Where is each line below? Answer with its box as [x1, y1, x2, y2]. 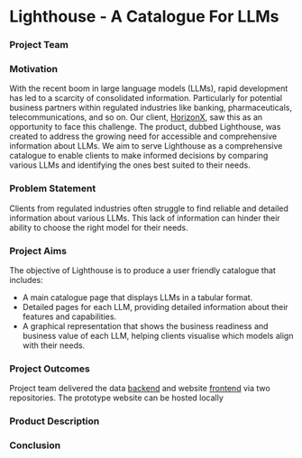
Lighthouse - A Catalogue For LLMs [9, 6, 279, 27]
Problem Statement [9, 182, 96, 195]
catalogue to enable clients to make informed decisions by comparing [9, 151, 269, 161]
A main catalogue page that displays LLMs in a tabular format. [22, 292, 253, 303]
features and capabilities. [22, 311, 117, 322]
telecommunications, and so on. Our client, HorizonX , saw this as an [9, 112, 263, 123]
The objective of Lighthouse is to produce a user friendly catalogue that [9, 265, 277, 276]
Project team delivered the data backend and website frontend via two [9, 383, 270, 394]
